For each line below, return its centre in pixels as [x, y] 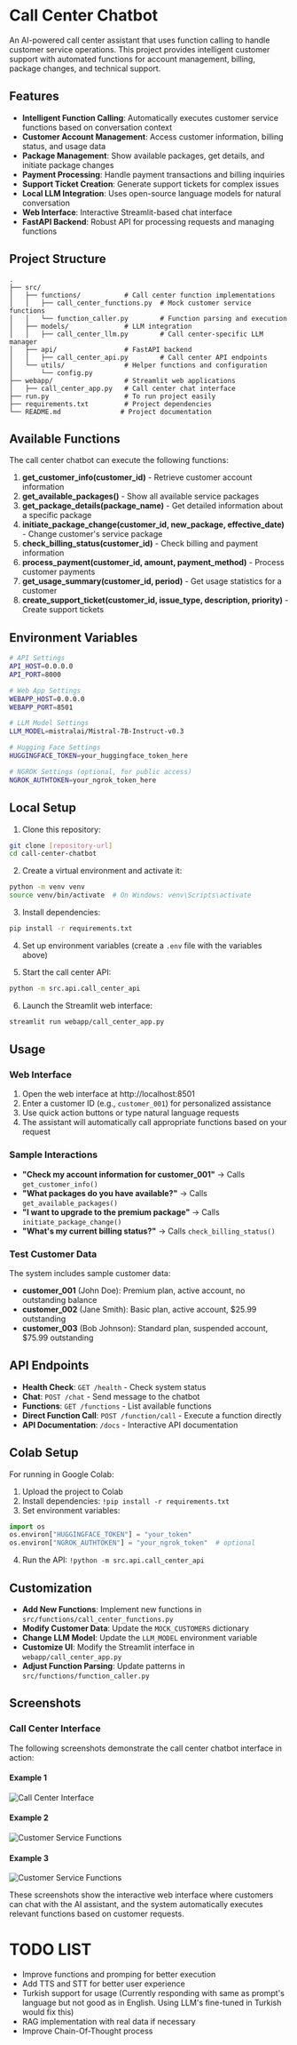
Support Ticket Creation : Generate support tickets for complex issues [150, 184]
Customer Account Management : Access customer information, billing [152, 136]
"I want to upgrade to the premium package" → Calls [121, 1212]
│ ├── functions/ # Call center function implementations [142, 295]
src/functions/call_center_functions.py [98, 1619]
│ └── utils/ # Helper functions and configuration [138, 365]
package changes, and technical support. [85, 68]
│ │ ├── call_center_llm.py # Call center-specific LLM [137, 334]
